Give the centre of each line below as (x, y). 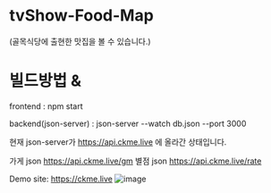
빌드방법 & (46, 81)
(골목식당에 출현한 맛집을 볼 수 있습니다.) (80, 41)
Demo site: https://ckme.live (61, 179)
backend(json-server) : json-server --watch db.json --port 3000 (128, 123)
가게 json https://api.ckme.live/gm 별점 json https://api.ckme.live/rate (135, 161)
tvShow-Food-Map (81, 16)
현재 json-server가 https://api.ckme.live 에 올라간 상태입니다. (118, 142)
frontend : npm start (46, 106)
